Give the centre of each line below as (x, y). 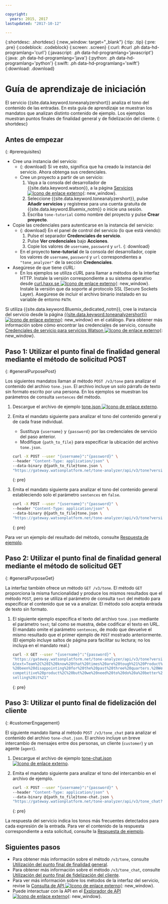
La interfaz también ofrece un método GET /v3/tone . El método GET (74, 587)
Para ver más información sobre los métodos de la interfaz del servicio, (86, 880)
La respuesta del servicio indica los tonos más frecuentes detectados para (82, 821)
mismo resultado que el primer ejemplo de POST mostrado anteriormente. (87, 634)
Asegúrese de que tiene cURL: (44, 267)
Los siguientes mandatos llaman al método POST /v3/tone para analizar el (81, 381)
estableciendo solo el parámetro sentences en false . (66, 495)
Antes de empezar (34, 140)
